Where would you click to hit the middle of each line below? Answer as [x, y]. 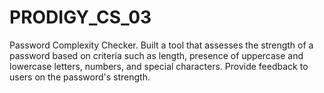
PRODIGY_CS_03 [80, 17]
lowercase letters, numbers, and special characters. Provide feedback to [159, 66]
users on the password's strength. [80, 77]
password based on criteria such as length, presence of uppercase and [156, 55]
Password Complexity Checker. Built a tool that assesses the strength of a [161, 45]
